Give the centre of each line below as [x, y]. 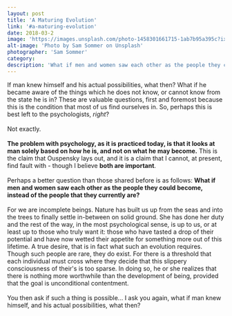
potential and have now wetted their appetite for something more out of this [115, 239]
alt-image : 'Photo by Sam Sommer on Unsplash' [75, 46]
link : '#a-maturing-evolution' [52, 26]
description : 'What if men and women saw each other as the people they [114, 65]
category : [21, 59]
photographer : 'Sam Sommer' [48, 53]
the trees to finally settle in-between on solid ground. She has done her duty [116, 217]
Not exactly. [24, 129]
